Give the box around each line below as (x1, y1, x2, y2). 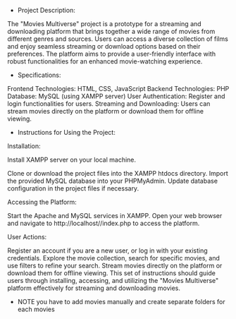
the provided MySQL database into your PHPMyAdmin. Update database (7, 176, 218, 185)
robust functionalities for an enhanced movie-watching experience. (7, 57, 203, 66)
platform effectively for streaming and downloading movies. (7, 284, 181, 292)
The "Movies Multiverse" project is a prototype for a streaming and (7, 20, 202, 28)
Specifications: (17, 71, 61, 79)
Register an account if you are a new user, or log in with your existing (7, 246, 208, 255)
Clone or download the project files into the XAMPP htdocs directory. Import (7, 169, 229, 177)
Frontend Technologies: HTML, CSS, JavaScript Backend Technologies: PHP (7, 85, 230, 92)
